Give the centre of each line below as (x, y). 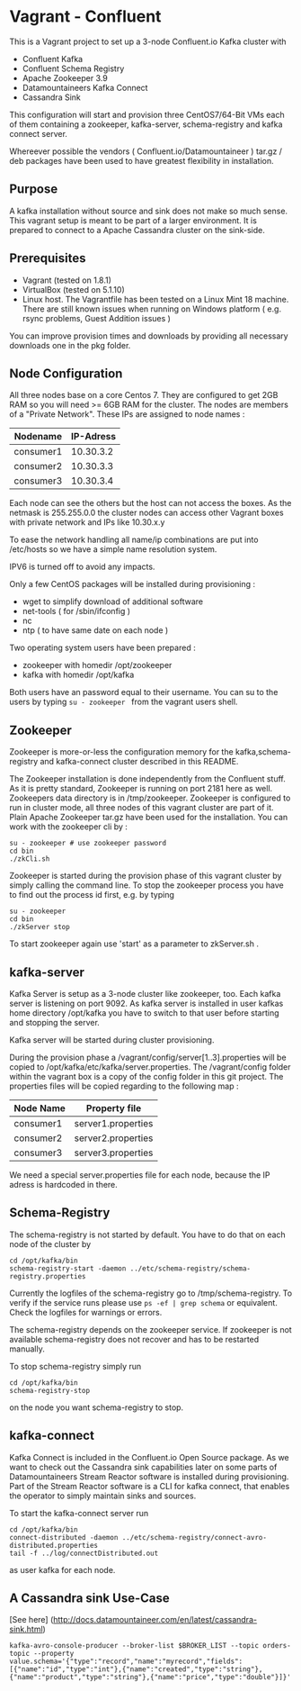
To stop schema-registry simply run (75, 1366)
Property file (114, 1108)
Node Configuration (66, 373)
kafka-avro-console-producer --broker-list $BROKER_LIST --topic (134, 1646)
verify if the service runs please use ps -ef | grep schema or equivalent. (144, 1302)
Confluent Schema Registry (73, 68)
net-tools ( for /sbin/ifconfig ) (76, 611)
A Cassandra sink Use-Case (89, 1599)
